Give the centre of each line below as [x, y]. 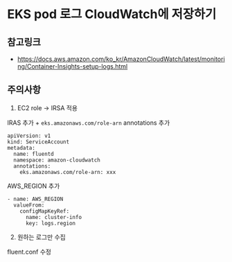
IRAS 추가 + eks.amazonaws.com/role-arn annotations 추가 [89, 123]
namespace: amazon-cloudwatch [57, 160]
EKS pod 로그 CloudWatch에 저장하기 [112, 14]
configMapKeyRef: [45, 211]
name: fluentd [34, 154]
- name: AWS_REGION [35, 199]
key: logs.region [51, 223]
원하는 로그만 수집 [41, 237]
